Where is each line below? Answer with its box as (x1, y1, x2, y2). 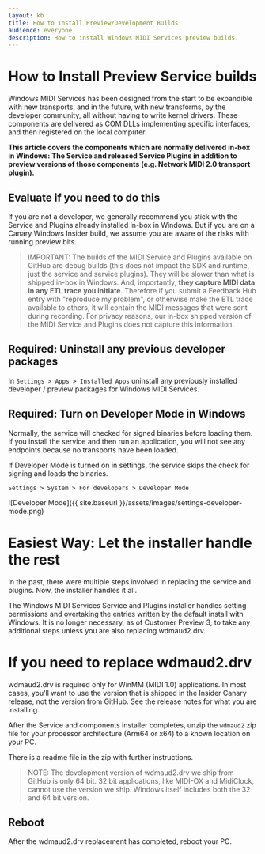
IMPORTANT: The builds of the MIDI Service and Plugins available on (27, 252, 252, 262)
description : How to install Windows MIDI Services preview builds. (8, 33, 239, 42)
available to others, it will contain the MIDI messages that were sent (27, 303, 248, 312)
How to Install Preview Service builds (8, 68, 257, 85)
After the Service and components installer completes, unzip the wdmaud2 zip (8, 720, 257, 730)
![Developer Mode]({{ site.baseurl (8, 497, 119, 507)
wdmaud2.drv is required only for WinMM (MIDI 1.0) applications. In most (8, 679, 247, 689)
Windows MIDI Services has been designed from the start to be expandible (8, 94, 253, 104)
